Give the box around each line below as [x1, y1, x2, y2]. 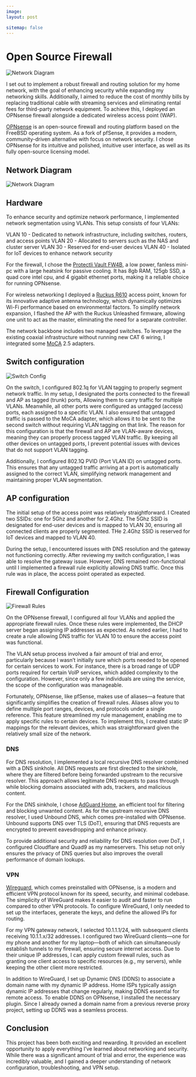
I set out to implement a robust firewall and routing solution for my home [6, 80, 180, 88]
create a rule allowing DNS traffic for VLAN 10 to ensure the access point [6, 633, 181, 640]
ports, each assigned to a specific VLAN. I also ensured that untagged [6, 408, 176, 416]
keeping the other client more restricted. [6, 964, 104, 971]
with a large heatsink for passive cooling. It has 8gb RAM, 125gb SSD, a [13, 267, 185, 274]
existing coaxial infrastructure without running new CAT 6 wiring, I [6, 333, 166, 340]
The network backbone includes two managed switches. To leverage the [6, 327, 181, 335]
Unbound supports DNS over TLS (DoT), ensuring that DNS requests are [6, 819, 180, 826]
